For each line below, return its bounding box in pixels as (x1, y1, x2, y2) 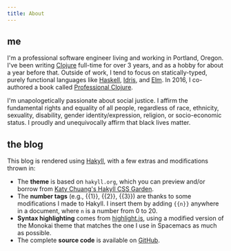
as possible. (17, 229, 52, 237)
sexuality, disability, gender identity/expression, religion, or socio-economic (7, 111, 222, 119)
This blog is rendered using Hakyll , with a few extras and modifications (7, 157, 209, 165)
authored (7, 83, 33, 92)
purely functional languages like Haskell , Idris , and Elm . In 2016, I (7, 76, 191, 84)
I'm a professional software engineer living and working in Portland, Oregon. (7, 54, 224, 62)
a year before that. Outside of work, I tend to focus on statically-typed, (7, 68, 208, 77)
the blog (7, 139, 43, 150)
